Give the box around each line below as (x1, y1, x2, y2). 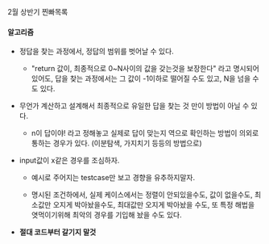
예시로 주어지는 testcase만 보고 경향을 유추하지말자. (31, 173, 196, 183)
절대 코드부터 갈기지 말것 (19, 227, 97, 237)
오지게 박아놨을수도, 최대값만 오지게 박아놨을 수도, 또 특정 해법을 (52, 200, 255, 210)
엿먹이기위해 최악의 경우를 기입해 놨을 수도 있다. (31, 210, 182, 220)
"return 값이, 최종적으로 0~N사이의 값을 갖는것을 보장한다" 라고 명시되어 (31, 64, 259, 74)
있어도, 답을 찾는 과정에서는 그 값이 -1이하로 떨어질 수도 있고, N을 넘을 (31, 74, 251, 83)
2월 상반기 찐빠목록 (7, 7, 68, 16)
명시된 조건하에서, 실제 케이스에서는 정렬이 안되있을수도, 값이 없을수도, (31, 190, 253, 200)
